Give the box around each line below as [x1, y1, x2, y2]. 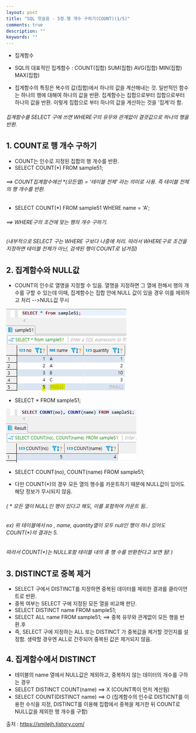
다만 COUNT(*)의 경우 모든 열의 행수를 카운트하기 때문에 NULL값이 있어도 [14, 481, 185, 488]
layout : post [6, 9, 38, 15]
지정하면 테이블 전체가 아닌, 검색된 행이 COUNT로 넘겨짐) [6, 245, 137, 252]
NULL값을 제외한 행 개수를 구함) [14, 708, 88, 715]
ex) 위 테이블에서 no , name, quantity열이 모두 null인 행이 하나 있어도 [6, 522, 166, 529]
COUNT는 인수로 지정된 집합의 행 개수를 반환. [14, 158, 119, 165]
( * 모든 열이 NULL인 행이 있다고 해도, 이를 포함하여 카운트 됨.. [6, 503, 148, 510]
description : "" [6, 28, 46, 34]
